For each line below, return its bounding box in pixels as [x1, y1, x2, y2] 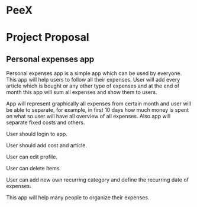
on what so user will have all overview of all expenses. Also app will [6, 113, 171, 120]
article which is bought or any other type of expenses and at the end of [6, 82, 180, 89]
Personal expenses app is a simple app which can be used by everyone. [6, 70, 182, 77]
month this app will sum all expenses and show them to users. [6, 89, 158, 96]
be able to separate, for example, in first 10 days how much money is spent [6, 106, 189, 114]
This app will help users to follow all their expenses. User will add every [6, 76, 180, 83]
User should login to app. [6, 131, 68, 138]
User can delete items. [6, 165, 61, 172]
